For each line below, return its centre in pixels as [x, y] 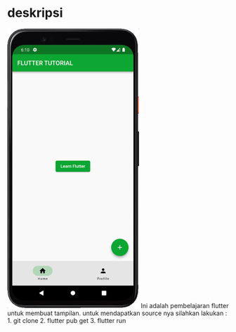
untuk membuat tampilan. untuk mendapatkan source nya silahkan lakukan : [117, 313]
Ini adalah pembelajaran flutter [184, 306]
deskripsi [35, 13]
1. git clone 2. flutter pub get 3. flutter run [67, 321]
